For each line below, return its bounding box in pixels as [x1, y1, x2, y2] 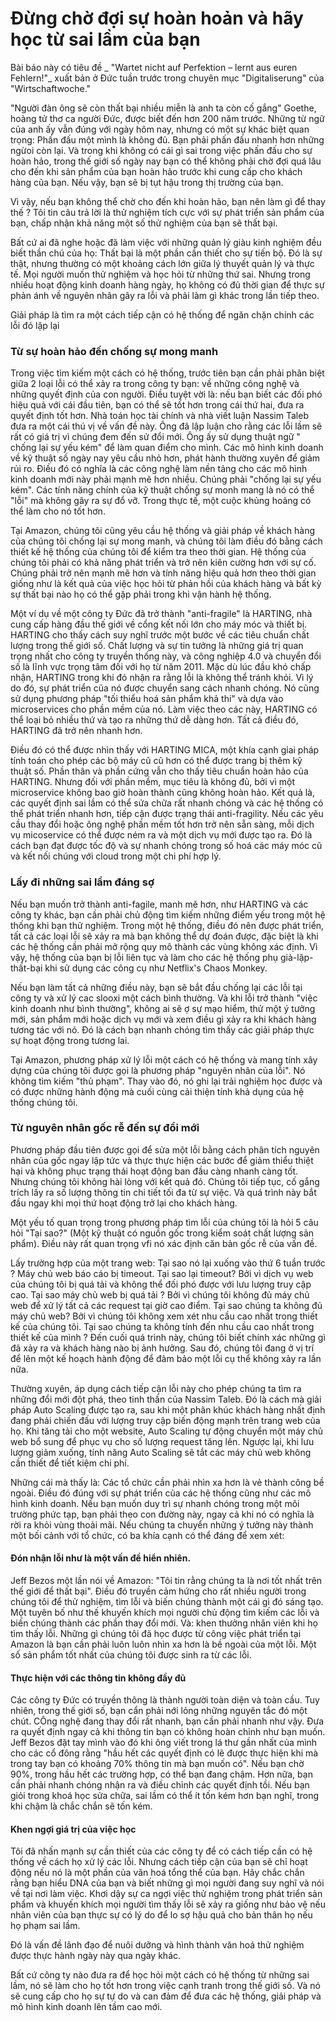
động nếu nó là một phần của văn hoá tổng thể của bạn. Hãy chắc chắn [10, 1867, 305, 1879]
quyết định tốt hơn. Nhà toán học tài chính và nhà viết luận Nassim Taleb [10, 410, 309, 422]
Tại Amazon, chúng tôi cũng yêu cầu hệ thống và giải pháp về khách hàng [10, 525, 316, 537]
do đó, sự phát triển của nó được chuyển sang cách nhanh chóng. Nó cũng [10, 682, 320, 694]
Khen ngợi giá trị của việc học [10, 1823, 137, 1835]
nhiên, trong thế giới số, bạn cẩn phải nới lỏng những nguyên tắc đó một [10, 1705, 308, 1717]
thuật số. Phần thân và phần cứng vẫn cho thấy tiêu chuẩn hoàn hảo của [10, 765, 309, 777]
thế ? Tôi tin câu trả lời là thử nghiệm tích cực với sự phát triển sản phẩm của [10, 206, 325, 218]
